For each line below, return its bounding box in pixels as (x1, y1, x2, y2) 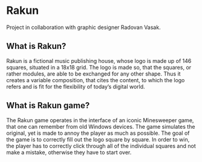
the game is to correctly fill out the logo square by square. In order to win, (6, 135, 190, 143)
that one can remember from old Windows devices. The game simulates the (6, 123, 195, 130)
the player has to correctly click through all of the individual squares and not (6, 142, 196, 149)
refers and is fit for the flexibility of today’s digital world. (6, 83, 145, 90)
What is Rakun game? (6, 100, 90, 111)
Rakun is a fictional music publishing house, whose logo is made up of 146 (6, 57, 192, 64)
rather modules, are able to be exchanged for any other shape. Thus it (6, 70, 181, 77)
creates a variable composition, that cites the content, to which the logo (6, 76, 185, 83)
